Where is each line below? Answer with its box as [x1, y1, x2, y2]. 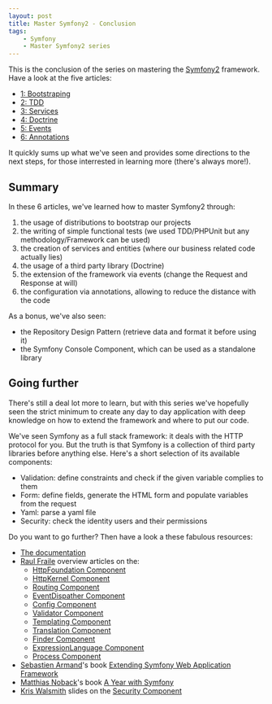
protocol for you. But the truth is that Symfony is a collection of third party [8, 439, 256, 449]
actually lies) [19, 251, 63, 261]
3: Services [19, 107, 58, 116]
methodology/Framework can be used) [19, 234, 151, 244]
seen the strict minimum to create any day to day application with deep [8, 406, 246, 416]
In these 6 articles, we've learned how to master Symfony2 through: [8, 201, 235, 212]
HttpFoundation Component [32, 565, 126, 575]
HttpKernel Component [32, 573, 110, 583]
